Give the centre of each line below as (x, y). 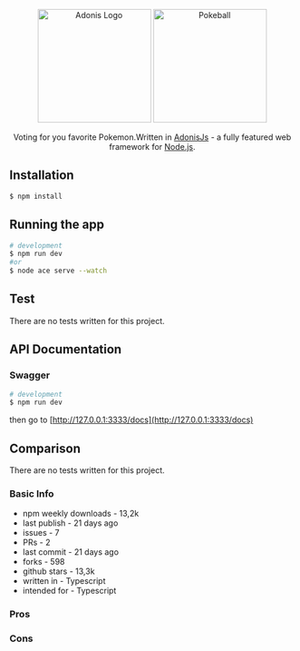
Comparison (45, 448)
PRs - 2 (36, 542)
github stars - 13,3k (58, 571)
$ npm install (36, 196)
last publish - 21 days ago (70, 523)
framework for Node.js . (152, 147)
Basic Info (32, 493)
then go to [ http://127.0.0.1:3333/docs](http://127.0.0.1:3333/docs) (131, 420)
